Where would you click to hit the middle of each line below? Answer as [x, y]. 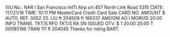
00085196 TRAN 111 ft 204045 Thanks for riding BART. [63, 29]
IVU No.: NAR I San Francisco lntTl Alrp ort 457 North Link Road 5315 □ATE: [84, 7]
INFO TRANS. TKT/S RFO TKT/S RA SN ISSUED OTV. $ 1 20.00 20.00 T [79, 23]
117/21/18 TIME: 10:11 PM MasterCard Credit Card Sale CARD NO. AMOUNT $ [85, 13]
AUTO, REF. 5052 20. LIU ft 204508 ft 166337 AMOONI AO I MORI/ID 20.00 [84, 18]
